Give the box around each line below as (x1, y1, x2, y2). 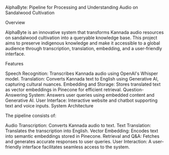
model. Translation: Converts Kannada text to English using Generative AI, (5, 76, 159, 82)
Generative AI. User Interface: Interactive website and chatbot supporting (5, 97, 158, 103)
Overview (5, 20, 25, 25)
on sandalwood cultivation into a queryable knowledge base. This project (5, 35, 157, 41)
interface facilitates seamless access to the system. (22, 144, 130, 150)
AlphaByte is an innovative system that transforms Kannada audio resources (5, 29, 164, 35)
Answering (5, 92, 28, 98)
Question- (123, 87, 144, 93)
